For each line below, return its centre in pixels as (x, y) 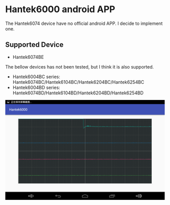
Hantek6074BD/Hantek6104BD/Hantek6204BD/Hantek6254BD (78, 93)
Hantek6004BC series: (36, 77)
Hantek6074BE (28, 57)
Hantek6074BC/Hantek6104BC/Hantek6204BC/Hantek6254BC (78, 82)
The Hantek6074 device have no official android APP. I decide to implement (84, 23)
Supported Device (34, 45)
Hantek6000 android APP (60, 9)
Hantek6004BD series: (36, 87)
